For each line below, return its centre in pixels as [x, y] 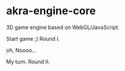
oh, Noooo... [21, 50]
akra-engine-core [51, 11]
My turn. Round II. [28, 62]
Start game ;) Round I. [33, 38]
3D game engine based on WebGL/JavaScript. [63, 27]
